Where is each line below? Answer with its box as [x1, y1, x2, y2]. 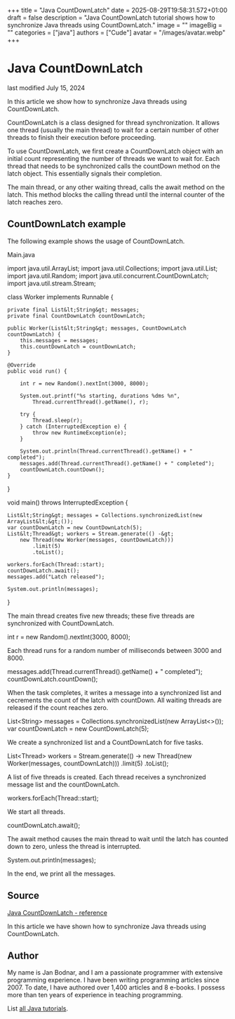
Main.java [7, 250, 35, 259]
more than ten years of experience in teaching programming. [7, 991, 184, 999]
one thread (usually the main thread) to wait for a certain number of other [7, 126, 220, 134]
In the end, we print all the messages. [7, 869, 116, 878]
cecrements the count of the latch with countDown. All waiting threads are [7, 696, 222, 704]
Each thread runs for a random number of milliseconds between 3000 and [7, 646, 222, 654]
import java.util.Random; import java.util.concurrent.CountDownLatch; [7, 271, 209, 280]
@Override [7, 361, 36, 368]
